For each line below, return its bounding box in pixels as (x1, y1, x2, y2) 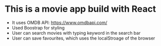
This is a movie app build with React (4, 3, 157, 15)
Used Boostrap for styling (11, 24, 65, 30)
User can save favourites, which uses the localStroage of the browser (11, 35, 156, 41)
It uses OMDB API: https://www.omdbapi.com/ (11, 20, 108, 25)
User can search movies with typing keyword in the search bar (11, 30, 141, 36)
